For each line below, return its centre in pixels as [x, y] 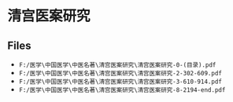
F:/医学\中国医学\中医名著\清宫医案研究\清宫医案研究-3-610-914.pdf [120, 82]
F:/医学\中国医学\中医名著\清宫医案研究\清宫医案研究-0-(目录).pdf [117, 65]
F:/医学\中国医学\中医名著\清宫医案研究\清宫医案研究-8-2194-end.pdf [122, 90]
